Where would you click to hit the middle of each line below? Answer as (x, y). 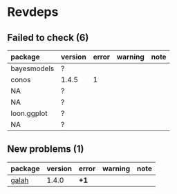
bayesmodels (32, 68)
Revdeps (33, 12)
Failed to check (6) (48, 38)
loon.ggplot (29, 113)
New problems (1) (46, 149)
